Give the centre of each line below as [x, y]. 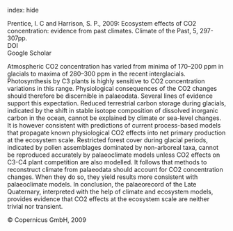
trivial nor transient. [35, 206]
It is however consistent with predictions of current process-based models [114, 125]
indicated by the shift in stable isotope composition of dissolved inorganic [113, 111]
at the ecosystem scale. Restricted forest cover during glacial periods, [108, 140]
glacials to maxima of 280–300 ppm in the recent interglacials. [96, 74]
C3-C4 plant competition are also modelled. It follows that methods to [107, 162]
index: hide [23, 10]
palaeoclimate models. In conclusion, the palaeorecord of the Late [102, 184]
